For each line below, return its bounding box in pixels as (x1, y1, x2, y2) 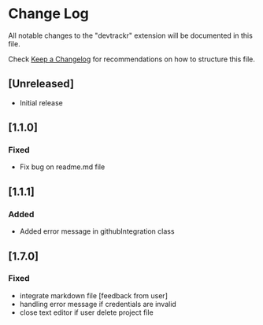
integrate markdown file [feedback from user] (19, 290, 168, 300)
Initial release (19, 98, 63, 107)
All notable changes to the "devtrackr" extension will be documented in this (8, 31, 254, 40)
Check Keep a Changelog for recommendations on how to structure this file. (8, 54, 256, 64)
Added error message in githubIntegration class (19, 227, 175, 236)
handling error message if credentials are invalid (19, 299, 177, 308)
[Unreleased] (8, 77, 75, 90)
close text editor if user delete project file (19, 308, 154, 317)
